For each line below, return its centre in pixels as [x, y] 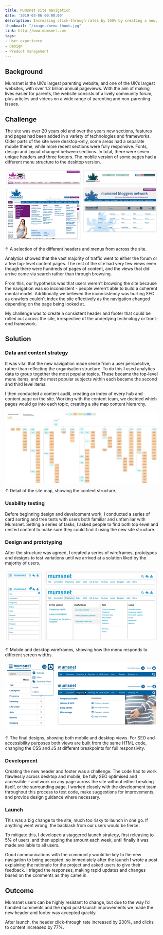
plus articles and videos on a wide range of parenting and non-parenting [78, 99]
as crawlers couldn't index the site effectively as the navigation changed [78, 299]
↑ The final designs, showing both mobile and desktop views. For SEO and [80, 737]
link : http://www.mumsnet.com [36, 31]
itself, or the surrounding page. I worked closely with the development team [81, 787]
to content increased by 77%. [35, 927]
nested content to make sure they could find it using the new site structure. [80, 529]
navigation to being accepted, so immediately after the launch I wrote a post [81, 860]
